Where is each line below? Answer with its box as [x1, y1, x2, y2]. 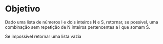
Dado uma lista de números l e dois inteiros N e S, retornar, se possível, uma [5, 19, 159, 25]
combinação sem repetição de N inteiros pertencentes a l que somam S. [5, 24, 150, 30]
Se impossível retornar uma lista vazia [5, 33, 81, 39]
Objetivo [5, 3, 41, 14]
